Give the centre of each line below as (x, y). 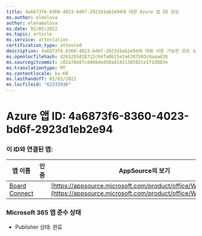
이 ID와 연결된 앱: (29, 149)
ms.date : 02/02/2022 (32, 29)
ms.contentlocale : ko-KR (37, 73)
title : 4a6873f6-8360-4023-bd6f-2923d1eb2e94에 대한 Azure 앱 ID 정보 (93, 12)
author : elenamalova (32, 23)
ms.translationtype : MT (36, 68)
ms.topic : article (29, 34)
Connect (21, 193)
